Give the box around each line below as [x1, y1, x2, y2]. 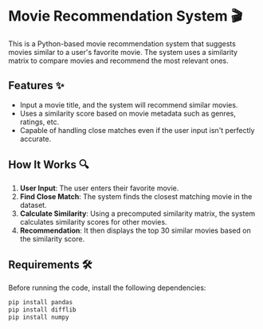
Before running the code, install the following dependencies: [8, 283, 206, 292]
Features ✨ [8, 79, 65, 92]
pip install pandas [8, 299, 73, 307]
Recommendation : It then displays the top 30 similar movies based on [19, 225, 251, 235]
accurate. [19, 134, 52, 143]
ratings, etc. [19, 117, 60, 127]
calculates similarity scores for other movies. [19, 217, 167, 226]
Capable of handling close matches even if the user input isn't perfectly [19, 125, 255, 135]
